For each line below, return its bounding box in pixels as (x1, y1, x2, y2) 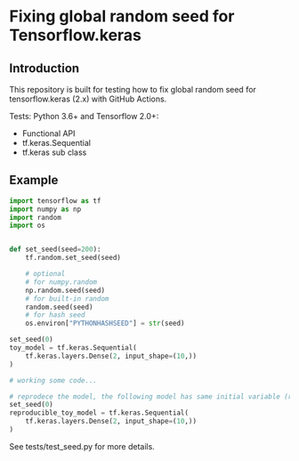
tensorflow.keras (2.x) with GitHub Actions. (9, 93, 167, 104)
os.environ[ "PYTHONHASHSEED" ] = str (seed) (25, 319, 185, 328)
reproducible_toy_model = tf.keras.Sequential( (9, 408, 190, 417)
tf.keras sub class (21, 147, 87, 158)
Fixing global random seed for (9, 6, 235, 27)
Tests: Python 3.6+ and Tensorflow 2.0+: (9, 111, 159, 121)
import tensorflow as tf (9, 196, 101, 206)
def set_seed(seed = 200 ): (9, 245, 101, 255)
